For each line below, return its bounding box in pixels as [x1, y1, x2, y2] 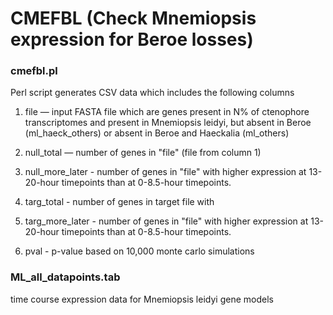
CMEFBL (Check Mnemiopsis [10, 7, 257, 30]
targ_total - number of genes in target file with [24, 196, 215, 208]
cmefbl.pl [10, 64, 58, 78]
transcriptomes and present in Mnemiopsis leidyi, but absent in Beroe [24, 117, 312, 129]
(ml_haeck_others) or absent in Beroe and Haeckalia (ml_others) [24, 127, 290, 139]
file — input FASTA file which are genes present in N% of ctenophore [24, 106, 310, 118]
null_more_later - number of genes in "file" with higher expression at [24, 166, 307, 178]
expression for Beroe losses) [10, 28, 254, 51]
